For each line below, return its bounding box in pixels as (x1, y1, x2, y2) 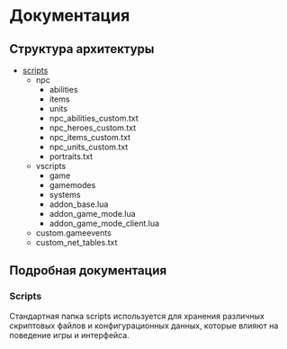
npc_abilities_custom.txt (49, 113, 139, 123)
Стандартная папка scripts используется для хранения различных (9, 310, 265, 321)
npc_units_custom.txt (49, 141, 129, 152)
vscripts (35, 161, 67, 171)
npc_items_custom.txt (49, 132, 130, 142)
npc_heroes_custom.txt (49, 122, 137, 133)
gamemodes (49, 180, 96, 190)
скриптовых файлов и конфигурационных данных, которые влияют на (9, 320, 279, 331)
